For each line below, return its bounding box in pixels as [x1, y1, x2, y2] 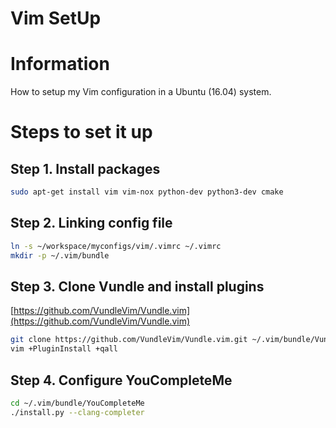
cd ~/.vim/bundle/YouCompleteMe [10, 398, 145, 408]
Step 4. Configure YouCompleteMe [10, 372, 233, 389]
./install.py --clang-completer [10, 407, 145, 417]
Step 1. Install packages [10, 160, 161, 177]
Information [10, 53, 110, 76]
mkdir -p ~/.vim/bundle [10, 250, 110, 261]
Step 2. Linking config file [10, 215, 173, 232]
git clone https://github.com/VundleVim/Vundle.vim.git [10, 335, 248, 345]
